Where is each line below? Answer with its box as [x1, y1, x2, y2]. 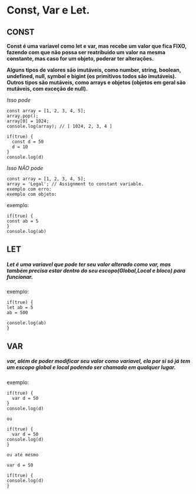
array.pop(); [6, 113, 39, 119]
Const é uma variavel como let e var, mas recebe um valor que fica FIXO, [6, 42, 187, 49]
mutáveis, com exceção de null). [6, 85, 88, 92]
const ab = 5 [6, 218, 39, 224]
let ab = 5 [6, 305, 34, 311]
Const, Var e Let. [6, 4, 90, 17]
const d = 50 [12, 139, 44, 145]
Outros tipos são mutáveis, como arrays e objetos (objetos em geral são [6, 79, 186, 86]
